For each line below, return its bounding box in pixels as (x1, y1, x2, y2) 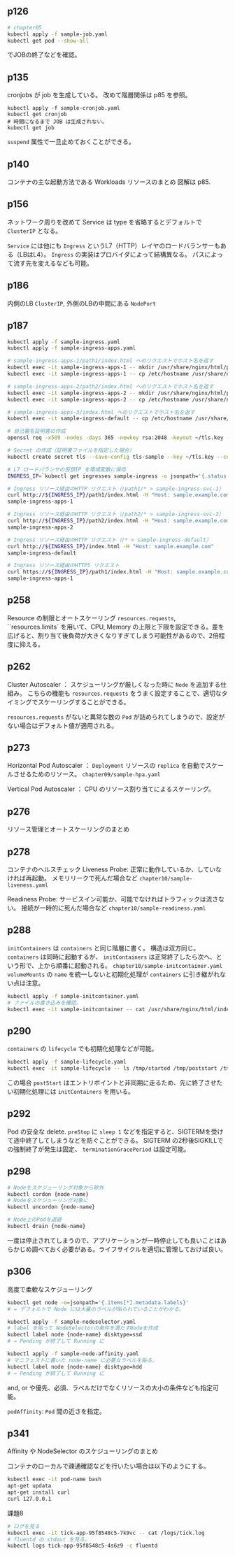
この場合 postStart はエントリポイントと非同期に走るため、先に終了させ (7, 1078, 217, 1087)
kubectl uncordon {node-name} (7, 1204, 96, 1211)
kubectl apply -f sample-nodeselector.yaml (7, 1318, 136, 1325)
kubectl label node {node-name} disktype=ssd (7, 1332, 142, 1339)
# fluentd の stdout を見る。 (7, 1536, 90, 1543)
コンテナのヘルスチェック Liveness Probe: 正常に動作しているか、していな (7, 865, 222, 873)
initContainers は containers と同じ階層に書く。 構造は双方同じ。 (7, 943, 200, 952)
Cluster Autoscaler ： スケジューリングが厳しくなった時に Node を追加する (7, 680, 221, 688)
